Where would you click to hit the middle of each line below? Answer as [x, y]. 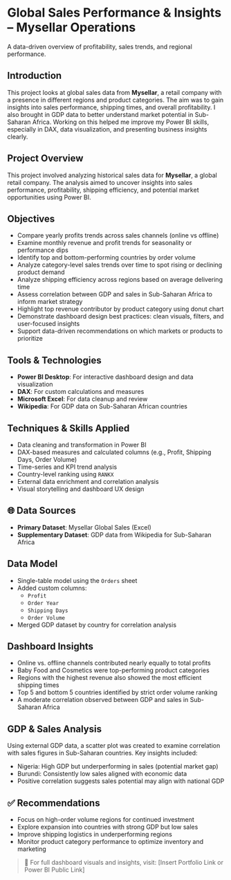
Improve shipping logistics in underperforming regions [95, 834]
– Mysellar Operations [72, 27]
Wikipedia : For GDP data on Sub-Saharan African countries [102, 406]
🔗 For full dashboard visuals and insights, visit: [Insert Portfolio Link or [123, 863]
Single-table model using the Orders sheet [77, 580]
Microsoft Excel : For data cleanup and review [82, 399]
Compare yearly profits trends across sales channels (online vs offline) [118, 235]
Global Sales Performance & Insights [114, 13]
